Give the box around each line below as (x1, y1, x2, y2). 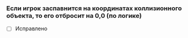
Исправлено (15, 25, 47, 32)
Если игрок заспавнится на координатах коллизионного (6, 4, 182, 12)
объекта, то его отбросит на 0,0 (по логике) (6, 11, 142, 20)
